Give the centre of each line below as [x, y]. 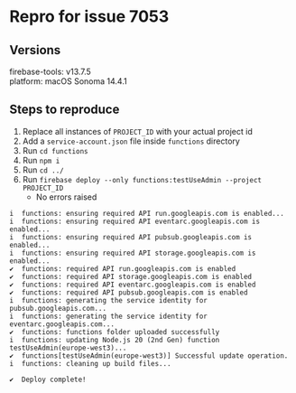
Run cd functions [55, 150]
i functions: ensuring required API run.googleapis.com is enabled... [147, 213]
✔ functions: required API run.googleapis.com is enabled [123, 268]
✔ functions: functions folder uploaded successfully [115, 332]
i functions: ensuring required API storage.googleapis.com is [133, 253]
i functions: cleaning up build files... [90, 363]
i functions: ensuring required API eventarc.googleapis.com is [134, 221]
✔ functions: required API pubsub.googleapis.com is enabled [129, 292]
